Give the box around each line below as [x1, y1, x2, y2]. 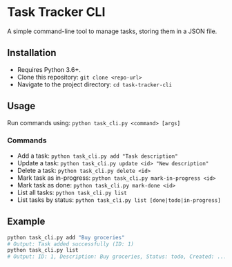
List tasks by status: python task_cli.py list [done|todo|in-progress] [17, 195, 221, 204]
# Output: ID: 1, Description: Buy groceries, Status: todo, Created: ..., [7, 253, 230, 260]
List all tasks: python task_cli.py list [17, 188, 128, 196]
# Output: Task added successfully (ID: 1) [7, 240, 135, 248]
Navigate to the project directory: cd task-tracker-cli [17, 80, 173, 89]
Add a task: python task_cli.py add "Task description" [17, 151, 178, 160]
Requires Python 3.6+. [17, 65, 81, 73]
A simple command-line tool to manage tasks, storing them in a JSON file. [7, 27, 217, 35]
